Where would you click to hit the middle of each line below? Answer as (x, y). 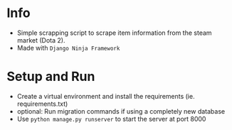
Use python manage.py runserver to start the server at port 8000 (111, 119)
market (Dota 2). (41, 40)
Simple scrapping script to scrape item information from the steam (114, 33)
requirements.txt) (42, 104)
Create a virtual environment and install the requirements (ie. (106, 96)
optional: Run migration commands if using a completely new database (121, 111)
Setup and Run (51, 77)
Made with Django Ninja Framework (68, 48)
